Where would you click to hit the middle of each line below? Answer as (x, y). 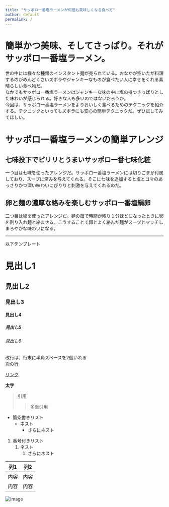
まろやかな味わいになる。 (32, 229)
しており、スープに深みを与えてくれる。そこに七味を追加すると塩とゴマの (82, 179)
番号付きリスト (28, 440)
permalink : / (19, 19)
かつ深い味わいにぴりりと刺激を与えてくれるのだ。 (71, 185)
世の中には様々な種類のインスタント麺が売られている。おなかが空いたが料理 (84, 73)
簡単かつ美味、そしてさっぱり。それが (84, 46)
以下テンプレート (23, 244)
